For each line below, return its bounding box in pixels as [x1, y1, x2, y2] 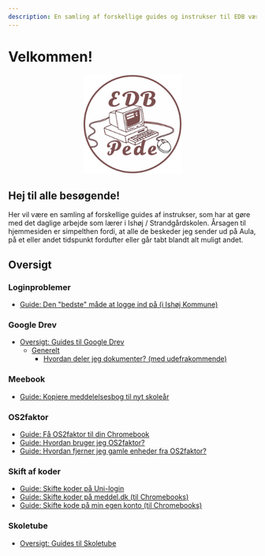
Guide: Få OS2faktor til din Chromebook [19, 429, 150, 438]
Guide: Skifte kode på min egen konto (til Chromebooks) [19, 501, 203, 510]
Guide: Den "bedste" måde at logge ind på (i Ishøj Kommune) [19, 300, 218, 310]
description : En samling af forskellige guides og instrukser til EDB [8, 13, 245, 21]
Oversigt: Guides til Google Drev [19, 337, 125, 347]
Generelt [31, 346, 61, 355]
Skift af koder [8, 466, 62, 477]
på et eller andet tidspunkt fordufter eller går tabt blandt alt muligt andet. [8, 235, 244, 245]
